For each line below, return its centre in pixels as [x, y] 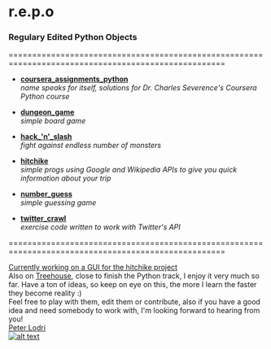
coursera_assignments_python [74, 79]
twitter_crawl [43, 219]
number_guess [46, 194]
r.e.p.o [31, 12]
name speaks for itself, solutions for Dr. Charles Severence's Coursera [139, 88]
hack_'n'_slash [46, 137]
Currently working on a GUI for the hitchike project [93, 268]
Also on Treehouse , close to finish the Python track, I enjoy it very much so [134, 276]
